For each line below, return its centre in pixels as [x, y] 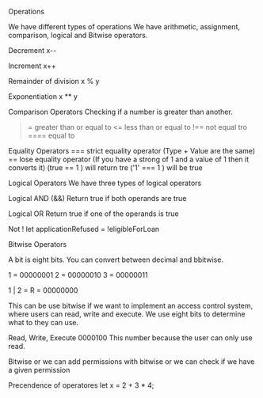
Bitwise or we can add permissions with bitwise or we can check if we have [131, 362]
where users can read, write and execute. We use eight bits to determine [127, 314]
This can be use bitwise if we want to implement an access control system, [131, 305]
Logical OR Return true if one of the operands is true [94, 214]
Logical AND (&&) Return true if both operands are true [97, 198]
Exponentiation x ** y [43, 97]
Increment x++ [32, 66]
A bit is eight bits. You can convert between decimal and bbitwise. [116, 260]
